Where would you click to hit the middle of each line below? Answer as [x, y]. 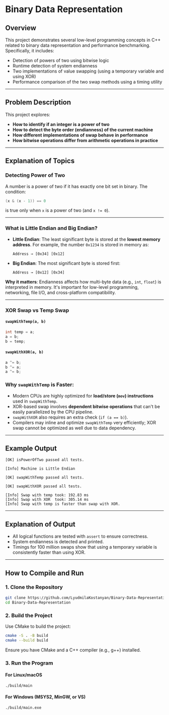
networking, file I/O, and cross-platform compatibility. [61, 292]
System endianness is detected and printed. [58, 542]
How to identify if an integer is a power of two [61, 124]
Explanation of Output [40, 524]
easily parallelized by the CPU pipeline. [53, 412]
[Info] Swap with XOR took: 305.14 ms [47, 500]
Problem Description [38, 103]
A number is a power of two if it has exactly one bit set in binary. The [76, 186]
